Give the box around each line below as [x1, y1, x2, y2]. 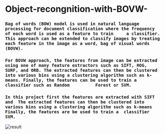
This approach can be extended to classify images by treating [5, 36, 160, 41]
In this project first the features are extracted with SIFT [5, 94, 155, 100]
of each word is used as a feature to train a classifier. [5, 31, 160, 36]
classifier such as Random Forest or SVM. [5, 82, 132, 88]
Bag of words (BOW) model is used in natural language [5, 21, 139, 27]
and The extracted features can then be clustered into [5, 99, 145, 104]
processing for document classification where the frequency [5, 26, 155, 32]
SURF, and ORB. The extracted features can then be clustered [5, 67, 158, 73]
